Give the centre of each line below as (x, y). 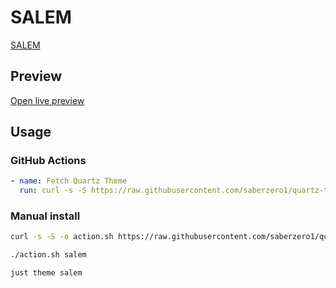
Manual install (45, 216)
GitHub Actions (48, 161)
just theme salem (46, 273)
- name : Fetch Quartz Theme (69, 181)
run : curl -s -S (53, 191)
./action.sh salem (48, 255)
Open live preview (47, 100)
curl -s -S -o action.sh (62, 237)
